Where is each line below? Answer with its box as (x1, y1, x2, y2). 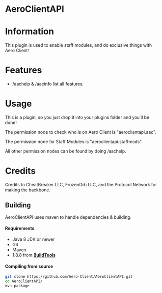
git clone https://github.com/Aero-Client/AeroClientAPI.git (5, 274, 133, 279)
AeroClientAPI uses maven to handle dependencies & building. (5, 214, 132, 220)
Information (5, 26, 54, 37)
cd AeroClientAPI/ (5, 279, 43, 284)
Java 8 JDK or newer (12, 236, 55, 242)
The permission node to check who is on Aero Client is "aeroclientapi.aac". (5, 129, 157, 135)
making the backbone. (5, 187, 51, 193)
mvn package (5, 283, 29, 288)
